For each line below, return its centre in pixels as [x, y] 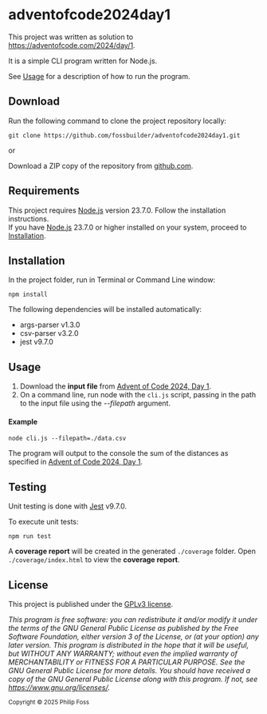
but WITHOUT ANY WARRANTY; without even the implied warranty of [123, 654]
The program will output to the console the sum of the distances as [118, 453]
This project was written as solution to [71, 37]
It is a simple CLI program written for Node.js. [83, 61]
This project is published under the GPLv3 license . [91, 604]
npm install [28, 295]
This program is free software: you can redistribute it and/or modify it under [133, 620]
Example [23, 421]
